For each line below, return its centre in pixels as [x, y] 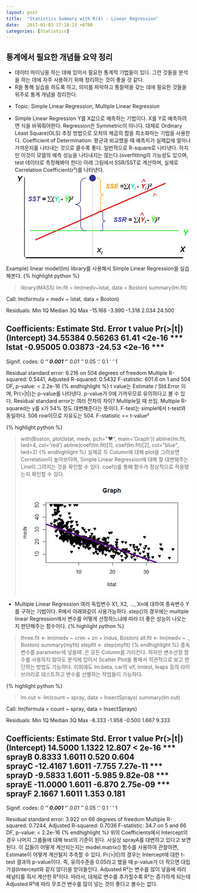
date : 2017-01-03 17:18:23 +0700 [50, 25]
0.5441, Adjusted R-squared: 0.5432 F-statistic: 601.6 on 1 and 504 [109, 379]
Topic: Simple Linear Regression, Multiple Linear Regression [87, 107]
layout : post [22, 12]
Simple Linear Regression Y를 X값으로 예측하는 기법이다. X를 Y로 [91, 118]
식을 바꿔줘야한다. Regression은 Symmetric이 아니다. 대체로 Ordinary [102, 126]
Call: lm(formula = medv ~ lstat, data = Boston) [63, 299]
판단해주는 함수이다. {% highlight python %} [73, 626]
